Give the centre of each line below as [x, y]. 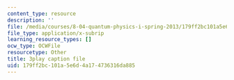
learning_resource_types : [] [49, 40]
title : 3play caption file [46, 59]
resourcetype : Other [37, 53]
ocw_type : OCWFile [34, 46]
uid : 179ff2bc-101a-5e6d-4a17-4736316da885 [71, 65]
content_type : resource [42, 14]
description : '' [31, 20]
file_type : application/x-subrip [56, 33]
